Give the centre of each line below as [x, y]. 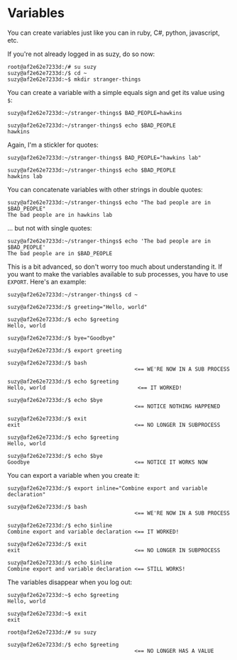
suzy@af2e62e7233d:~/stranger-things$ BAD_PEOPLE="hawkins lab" [104, 157]
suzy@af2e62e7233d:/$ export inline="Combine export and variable [108, 488]
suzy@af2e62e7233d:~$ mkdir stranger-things [74, 79]
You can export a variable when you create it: [73, 475]
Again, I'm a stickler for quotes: [53, 145]
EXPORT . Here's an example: [47, 281]
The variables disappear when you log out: [70, 582]
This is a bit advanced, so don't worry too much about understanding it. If [115, 267]
